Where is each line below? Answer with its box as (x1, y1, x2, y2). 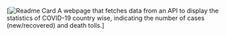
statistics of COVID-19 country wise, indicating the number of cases (6, 14, 205, 22)
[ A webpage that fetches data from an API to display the (6, 7, 219, 15)
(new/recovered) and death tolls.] (6, 21, 105, 29)
